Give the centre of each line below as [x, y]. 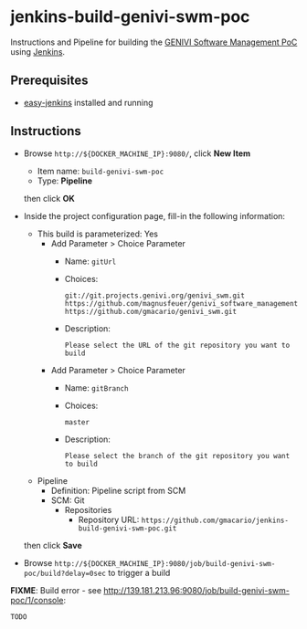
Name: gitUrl [90, 261]
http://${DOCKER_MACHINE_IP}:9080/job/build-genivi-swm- [165, 563]
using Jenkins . [38, 51]
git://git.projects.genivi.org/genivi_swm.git [155, 295]
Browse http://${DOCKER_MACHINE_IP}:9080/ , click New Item [137, 153]
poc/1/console [37, 600]
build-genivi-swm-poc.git [127, 528]
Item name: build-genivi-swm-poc [101, 171]
